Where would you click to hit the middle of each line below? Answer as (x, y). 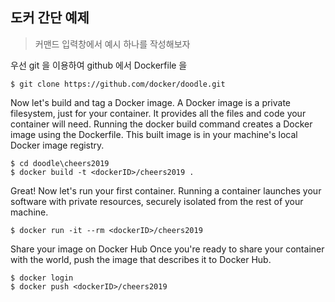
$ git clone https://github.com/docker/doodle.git (118, 84)
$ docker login (42, 278)
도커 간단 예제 (50, 18)
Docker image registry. (57, 145)
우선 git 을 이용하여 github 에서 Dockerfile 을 (99, 65)
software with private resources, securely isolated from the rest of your (157, 201)
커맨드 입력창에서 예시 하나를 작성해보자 (112, 44)
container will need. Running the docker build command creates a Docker (161, 124)
